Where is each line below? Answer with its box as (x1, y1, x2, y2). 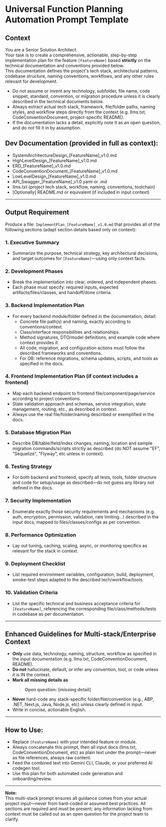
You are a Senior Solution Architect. (5, 47, 78, 52)
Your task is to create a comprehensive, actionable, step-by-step (5, 52, 137, 58)
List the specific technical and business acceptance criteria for (12, 600, 141, 606)
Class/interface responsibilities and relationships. (19, 329, 120, 335)
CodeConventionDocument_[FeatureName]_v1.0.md (12, 168, 118, 174)
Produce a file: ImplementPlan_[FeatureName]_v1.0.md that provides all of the (5, 221, 161, 227)
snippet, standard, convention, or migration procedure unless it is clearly (12, 93, 161, 99)
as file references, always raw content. (12, 755, 91, 761)
